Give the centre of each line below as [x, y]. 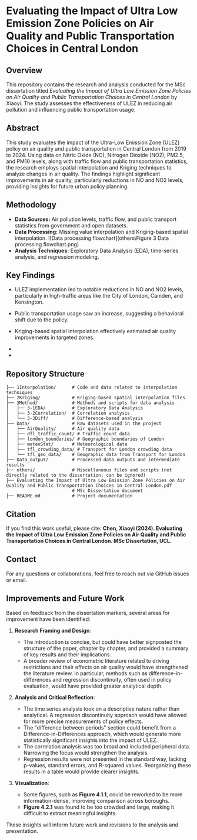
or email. [17, 579]
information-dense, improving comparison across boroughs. [96, 800]
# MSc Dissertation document [107, 491]
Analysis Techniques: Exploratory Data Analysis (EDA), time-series [96, 250]
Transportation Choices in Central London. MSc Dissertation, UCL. [89, 541]
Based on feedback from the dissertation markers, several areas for [88, 613]
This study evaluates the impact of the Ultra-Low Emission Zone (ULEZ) [93, 142]
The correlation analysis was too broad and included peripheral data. [107, 746]
